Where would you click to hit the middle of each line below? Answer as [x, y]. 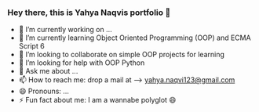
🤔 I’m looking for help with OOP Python [82, 63]
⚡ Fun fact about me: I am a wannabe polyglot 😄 [97, 100]
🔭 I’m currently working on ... [65, 30]
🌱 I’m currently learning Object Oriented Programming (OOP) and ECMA [135, 38]
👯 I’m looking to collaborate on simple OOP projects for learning [121, 55]
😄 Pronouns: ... [44, 91]
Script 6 [31, 46]
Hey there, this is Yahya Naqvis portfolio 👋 [89, 13]
